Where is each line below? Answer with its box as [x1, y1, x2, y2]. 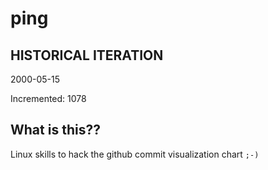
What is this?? [10, 122, 101, 139]
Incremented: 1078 [10, 93, 87, 104]
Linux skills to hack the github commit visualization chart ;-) [10, 148, 260, 160]
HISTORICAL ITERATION [10, 47, 164, 64]
